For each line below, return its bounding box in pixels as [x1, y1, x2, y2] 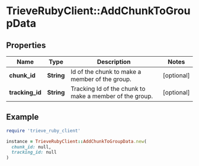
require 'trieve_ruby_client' [6, 128, 81, 134]
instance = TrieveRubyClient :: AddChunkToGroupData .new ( [6, 138, 147, 144]
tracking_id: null [11, 149, 57, 155]
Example [6, 112, 39, 122]
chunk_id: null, [11, 144, 52, 150]
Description [97, 58, 131, 66]
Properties [6, 40, 46, 50]
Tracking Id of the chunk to [70, 84, 146, 93]
